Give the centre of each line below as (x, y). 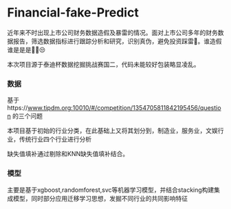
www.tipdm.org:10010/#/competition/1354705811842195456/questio (124, 108)
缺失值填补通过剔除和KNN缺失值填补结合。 (68, 154)
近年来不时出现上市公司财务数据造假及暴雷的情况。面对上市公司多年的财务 (112, 32)
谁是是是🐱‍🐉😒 (26, 49)
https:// (18, 108)
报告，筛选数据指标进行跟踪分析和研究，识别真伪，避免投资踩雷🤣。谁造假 (117, 41)
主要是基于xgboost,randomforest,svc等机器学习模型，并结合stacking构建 (111, 190)
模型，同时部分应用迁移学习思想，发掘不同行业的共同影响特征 (100, 198)
